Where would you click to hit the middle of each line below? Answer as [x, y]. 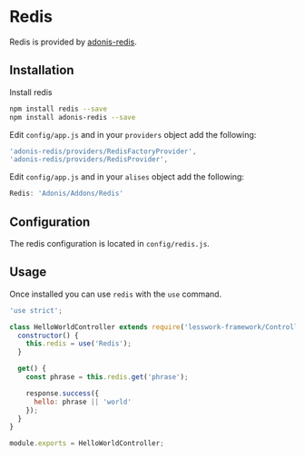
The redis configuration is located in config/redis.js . [110, 243]
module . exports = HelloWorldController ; [87, 443]
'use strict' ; [36, 310]
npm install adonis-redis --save [73, 117]
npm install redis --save [58, 109]
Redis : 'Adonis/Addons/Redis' [67, 194]
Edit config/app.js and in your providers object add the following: [133, 134]
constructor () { [48, 335]
